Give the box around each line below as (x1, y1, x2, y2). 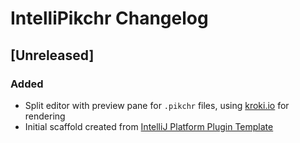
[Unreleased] (10, 47, 95, 64)
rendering (24, 110, 66, 122)
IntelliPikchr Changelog (10, 7, 209, 30)
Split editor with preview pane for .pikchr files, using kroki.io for (24, 99, 290, 111)
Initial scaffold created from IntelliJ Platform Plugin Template (24, 120, 274, 132)
